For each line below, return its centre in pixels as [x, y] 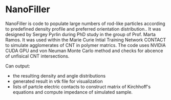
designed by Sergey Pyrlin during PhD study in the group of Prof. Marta [81, 34]
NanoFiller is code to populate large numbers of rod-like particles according [85, 23]
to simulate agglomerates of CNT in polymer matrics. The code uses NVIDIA [85, 45]
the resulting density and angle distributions [59, 76]
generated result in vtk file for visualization [58, 81]
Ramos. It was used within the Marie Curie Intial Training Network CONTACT [86, 40]
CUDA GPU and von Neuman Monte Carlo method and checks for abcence [84, 51]
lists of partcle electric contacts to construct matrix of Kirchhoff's [82, 86]
